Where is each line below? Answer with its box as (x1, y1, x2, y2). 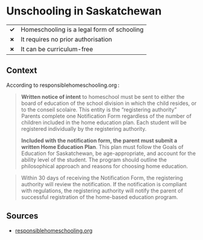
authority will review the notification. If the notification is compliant (21, 180, 187, 188)
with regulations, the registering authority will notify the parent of (21, 187, 183, 194)
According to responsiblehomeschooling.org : (6, 81, 120, 89)
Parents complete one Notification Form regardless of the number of (21, 112, 192, 119)
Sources (6, 211, 39, 221)
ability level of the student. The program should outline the (21, 156, 167, 163)
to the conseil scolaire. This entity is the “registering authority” (21, 106, 177, 113)
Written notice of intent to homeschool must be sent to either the (21, 93, 185, 100)
